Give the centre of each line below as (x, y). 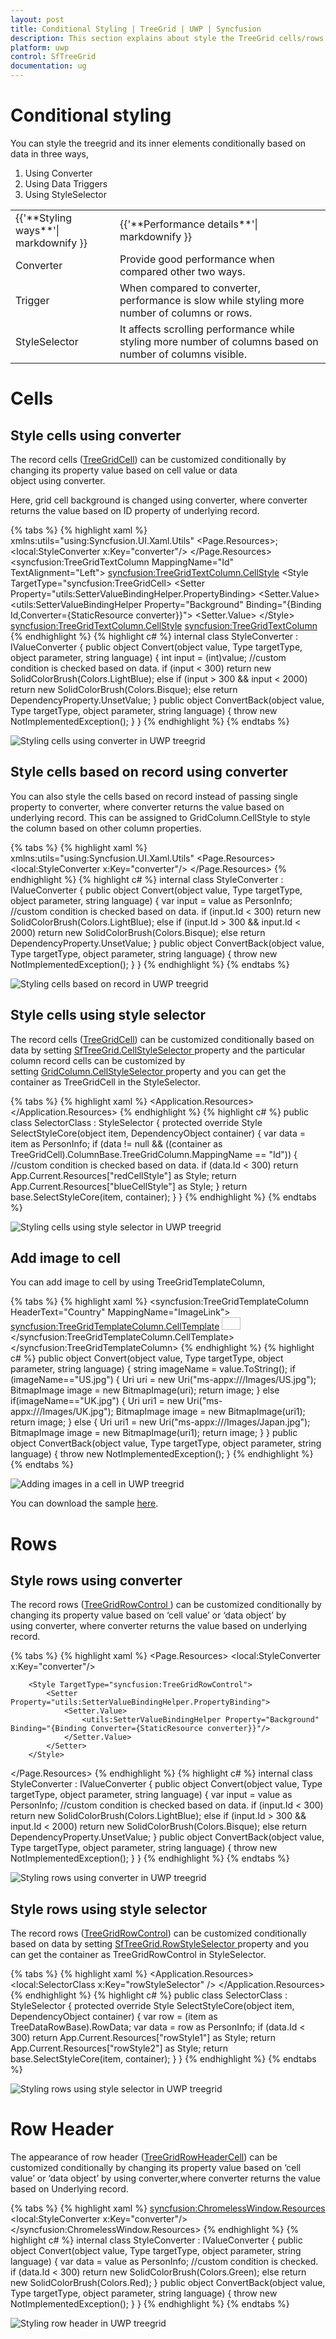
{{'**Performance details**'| (188, 224)
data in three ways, (50, 153)
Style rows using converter (96, 1580)
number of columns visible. (183, 354)
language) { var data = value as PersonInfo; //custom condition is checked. (164, 2262)
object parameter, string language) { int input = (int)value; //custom (148, 657)
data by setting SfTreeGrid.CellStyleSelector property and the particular (158, 1050)
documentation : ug (48, 66)
